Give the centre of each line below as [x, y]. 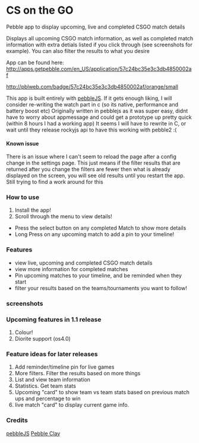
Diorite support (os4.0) [43, 338]
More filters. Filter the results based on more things [78, 373]
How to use [23, 197]
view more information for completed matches [71, 269]
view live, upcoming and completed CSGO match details [83, 263]
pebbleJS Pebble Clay [33, 433]
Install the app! [33, 210]
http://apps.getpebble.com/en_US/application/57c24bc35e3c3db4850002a [99, 68]
